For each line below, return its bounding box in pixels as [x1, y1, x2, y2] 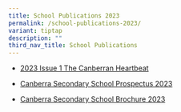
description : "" [8, 34, 62, 42]
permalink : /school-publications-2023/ [8, 19, 142, 27]
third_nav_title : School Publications [8, 42, 138, 50]
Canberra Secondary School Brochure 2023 [19, 94, 166, 104]
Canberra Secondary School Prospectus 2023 [19, 79, 173, 89]
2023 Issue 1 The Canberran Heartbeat [19, 63, 150, 73]
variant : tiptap [8, 26, 62, 34]
